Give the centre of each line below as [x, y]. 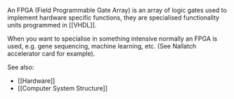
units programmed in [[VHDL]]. [52, 25]
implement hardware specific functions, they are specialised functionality [113, 18]
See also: [21, 67]
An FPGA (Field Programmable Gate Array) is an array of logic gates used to [117, 10]
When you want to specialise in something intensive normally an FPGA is [112, 39]
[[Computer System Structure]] [62, 88]
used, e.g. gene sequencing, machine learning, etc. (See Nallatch [102, 46]
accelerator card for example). [51, 53]
